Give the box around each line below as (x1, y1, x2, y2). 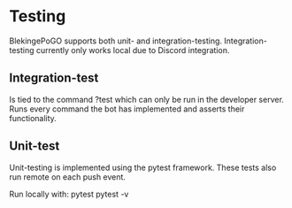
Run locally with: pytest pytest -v (9, 189, 129, 199)
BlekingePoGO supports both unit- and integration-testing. (9, 35, 223, 46)
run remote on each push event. (9, 171, 127, 182)
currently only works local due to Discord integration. (35, 44, 230, 55)
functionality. (9, 112, 58, 123)
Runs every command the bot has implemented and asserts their (9, 104, 245, 114)
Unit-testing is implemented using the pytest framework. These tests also (9, 162, 277, 173)
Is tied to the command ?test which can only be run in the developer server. (9, 94, 285, 104)
